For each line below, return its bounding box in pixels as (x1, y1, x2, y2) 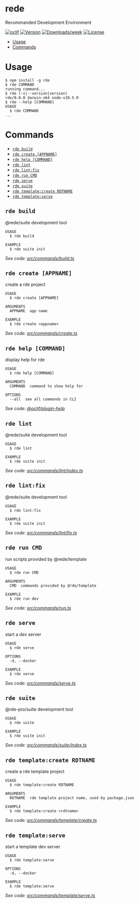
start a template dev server (5, 843, 61, 849)
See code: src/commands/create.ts (5, 330, 78, 336)
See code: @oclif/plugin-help (5, 406, 65, 412)
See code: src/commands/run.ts (5, 605, 71, 611)
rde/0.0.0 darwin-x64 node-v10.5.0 (5, 95, 79, 100)
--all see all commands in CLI (9, 397, 77, 402)
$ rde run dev (9, 596, 39, 601)
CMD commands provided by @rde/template (9, 583, 97, 588)
